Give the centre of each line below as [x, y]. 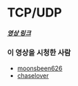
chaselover [33, 75]
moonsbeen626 [40, 68]
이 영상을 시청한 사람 [39, 53]
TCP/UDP [35, 13]
